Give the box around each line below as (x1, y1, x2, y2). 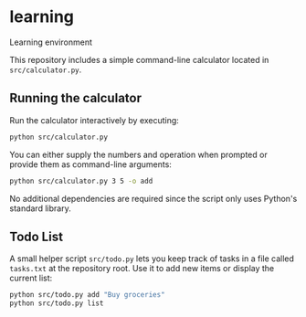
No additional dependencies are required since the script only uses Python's (9, 193, 298, 204)
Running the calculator (9, 90, 142, 106)
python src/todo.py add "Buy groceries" (9, 291, 166, 300)
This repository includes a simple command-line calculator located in (9, 54, 269, 65)
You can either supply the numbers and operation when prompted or (9, 149, 268, 160)
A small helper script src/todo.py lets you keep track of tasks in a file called (9, 253, 295, 264)
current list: (9, 272, 53, 284)
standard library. (9, 203, 71, 214)
